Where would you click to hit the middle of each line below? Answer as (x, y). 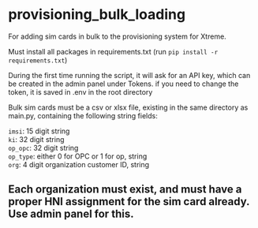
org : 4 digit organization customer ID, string (79, 164)
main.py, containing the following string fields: (83, 115)
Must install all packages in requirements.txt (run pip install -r (113, 51)
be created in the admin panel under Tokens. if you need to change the (123, 84)
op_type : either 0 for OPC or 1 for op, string (78, 156)
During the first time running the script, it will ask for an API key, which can (129, 75)
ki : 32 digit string (36, 139)
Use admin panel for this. (71, 214)
